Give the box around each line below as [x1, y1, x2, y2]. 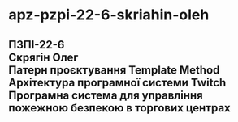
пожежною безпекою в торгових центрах [8, 101, 232, 115]
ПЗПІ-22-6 [8, 38, 65, 52]
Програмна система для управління [8, 88, 203, 102]
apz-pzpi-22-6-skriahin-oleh [8, 6, 210, 24]
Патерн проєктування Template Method [8, 63, 220, 77]
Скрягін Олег [8, 50, 79, 64]
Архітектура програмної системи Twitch [8, 75, 227, 90]
